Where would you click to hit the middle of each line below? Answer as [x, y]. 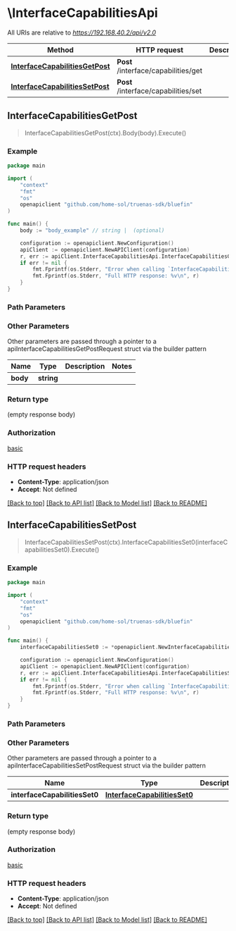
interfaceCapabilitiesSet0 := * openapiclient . [89, 647]
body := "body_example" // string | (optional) [92, 230]
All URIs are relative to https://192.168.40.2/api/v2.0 [82, 32]
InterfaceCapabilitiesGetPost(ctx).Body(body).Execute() [105, 132]
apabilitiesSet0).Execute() [62, 549]
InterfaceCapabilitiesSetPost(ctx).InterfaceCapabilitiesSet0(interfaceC [126, 542]
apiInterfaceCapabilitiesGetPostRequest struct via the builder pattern [107, 349]
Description [85, 366]
